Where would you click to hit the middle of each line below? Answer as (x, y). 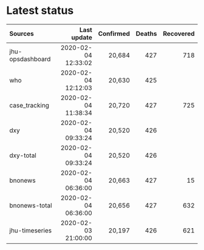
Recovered (179, 33)
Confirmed (114, 33)
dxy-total (23, 155)
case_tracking (29, 105)
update (82, 37)
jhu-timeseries (31, 230)
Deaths (146, 33)
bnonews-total (31, 205)
